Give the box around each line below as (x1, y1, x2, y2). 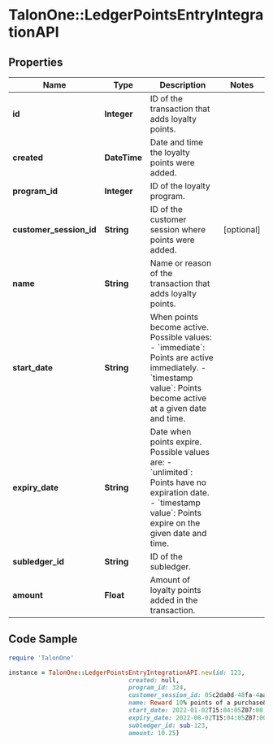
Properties (8, 55, 63, 69)
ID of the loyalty (149, 180, 210, 192)
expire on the (149, 517, 201, 529)
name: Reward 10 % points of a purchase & (128, 699, 267, 707)
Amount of (149, 574, 191, 586)
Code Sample (8, 632, 78, 647)
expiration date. (149, 487, 210, 498)
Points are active (149, 352, 214, 363)
